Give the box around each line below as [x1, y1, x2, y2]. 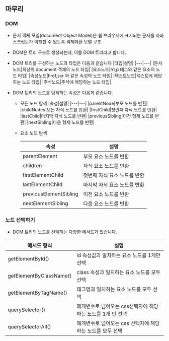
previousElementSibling [22, 190, 79, 197]
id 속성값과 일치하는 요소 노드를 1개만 [76, 251, 161, 258]
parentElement [22, 153, 58, 160]
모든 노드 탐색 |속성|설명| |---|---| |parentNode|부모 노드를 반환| [20, 100, 148, 106]
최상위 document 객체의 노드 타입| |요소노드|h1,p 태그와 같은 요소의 [22, 66, 155, 72]
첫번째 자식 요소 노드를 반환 [83, 172, 145, 179]
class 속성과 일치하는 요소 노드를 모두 [76, 268, 161, 276]
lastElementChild [22, 181, 63, 188]
